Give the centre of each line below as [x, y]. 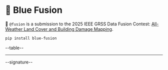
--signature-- [19, 62]
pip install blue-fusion [31, 38]
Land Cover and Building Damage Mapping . [68, 29]
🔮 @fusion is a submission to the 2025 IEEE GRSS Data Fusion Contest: [78, 24]
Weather [14, 29]
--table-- [14, 48]
